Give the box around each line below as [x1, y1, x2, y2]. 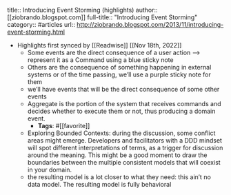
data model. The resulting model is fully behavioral [27, 181, 172, 188]
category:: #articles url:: [7, 21, 76, 28]
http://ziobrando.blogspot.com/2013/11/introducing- [77, 21, 224, 28]
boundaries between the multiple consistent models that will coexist [27, 158, 221, 166]
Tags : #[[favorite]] [37, 122, 90, 130]
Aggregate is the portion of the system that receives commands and [27, 100, 221, 107]
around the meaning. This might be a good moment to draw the [27, 151, 208, 159]
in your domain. [27, 165, 72, 174]
